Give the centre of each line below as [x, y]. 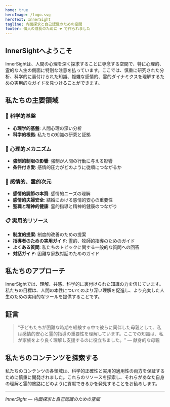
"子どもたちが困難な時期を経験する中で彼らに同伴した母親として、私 [90, 327]
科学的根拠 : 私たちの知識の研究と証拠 [52, 134]
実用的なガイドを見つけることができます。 [58, 83]
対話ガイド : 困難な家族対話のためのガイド [56, 253]
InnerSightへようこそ [39, 50]
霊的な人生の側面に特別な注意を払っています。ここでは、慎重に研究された [82, 70]
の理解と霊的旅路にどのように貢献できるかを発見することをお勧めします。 [83, 383]
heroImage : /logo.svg [28, 15]
